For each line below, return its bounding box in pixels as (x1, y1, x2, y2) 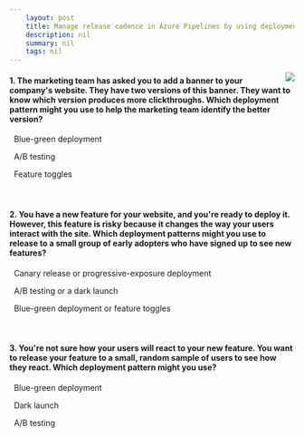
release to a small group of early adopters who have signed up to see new (9, 238, 292, 248)
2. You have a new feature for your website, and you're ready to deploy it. (9, 209, 290, 219)
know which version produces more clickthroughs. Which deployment (9, 94, 280, 105)
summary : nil (25, 38, 75, 48)
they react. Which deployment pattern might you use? (9, 362, 217, 373)
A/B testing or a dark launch (13, 285, 119, 296)
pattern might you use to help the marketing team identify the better (9, 103, 271, 114)
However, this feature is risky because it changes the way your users (9, 218, 274, 229)
